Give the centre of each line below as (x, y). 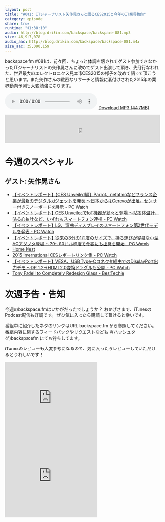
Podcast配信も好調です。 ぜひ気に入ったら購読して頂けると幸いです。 (76, 315)
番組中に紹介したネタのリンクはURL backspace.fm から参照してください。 (81, 325)
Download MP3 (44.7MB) (124, 108)
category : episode (24, 19)
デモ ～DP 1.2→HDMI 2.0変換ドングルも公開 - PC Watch (73, 267)
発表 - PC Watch (37, 231)
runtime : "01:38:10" (26, 28)
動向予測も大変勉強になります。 (41, 86)
